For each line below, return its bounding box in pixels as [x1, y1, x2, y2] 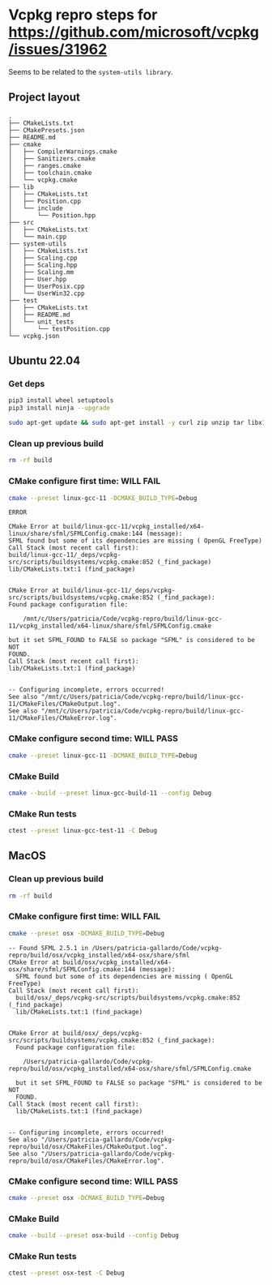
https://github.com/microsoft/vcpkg [8, 23, 259, 41]
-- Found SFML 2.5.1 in [8, 944, 89, 952]
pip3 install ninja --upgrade [8, 404, 111, 413]
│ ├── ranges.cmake [8, 161, 82, 169]
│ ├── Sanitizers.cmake [8, 154, 96, 163]
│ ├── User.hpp [8, 275, 67, 283]
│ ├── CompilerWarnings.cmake [8, 148, 117, 156]
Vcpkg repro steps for [8, 6, 158, 24]
